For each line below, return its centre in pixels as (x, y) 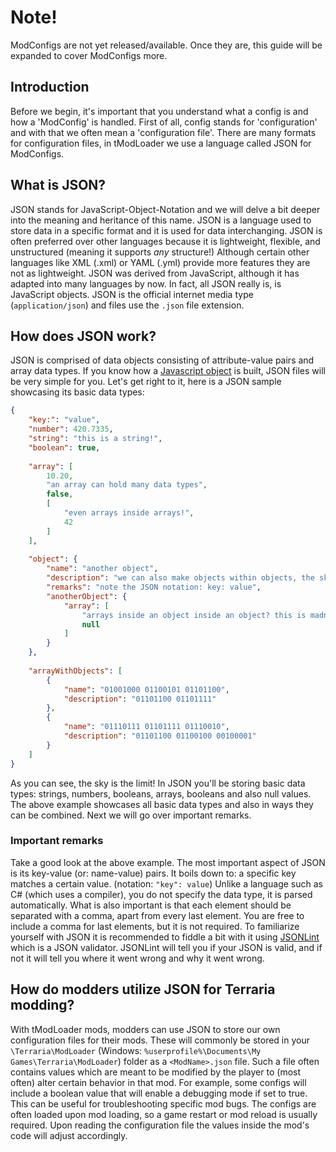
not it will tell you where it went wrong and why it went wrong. (137, 958)
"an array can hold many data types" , (127, 485)
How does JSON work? (83, 336)
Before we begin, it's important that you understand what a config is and (159, 111)
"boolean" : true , (64, 447)
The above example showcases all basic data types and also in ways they (162, 804)
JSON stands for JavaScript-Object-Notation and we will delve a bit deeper (165, 209)
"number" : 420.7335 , (71, 429)
